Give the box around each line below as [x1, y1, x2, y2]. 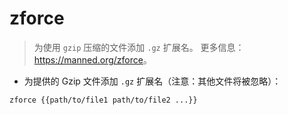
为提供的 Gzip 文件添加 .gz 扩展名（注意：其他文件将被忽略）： [23, 75, 282, 87]
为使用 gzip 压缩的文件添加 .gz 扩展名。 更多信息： [33, 41, 245, 53]
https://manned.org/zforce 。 [33, 53, 152, 66]
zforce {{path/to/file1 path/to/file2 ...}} [9, 95, 198, 105]
